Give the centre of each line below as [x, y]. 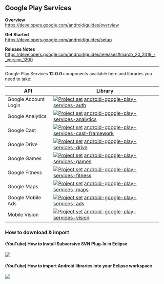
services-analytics [75, 119]
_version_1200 [19, 59]
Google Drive [23, 144]
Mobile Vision [23, 215]
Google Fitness [25, 172]
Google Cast [22, 130]
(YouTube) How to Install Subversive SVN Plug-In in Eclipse [66, 244]
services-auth [70, 105]
